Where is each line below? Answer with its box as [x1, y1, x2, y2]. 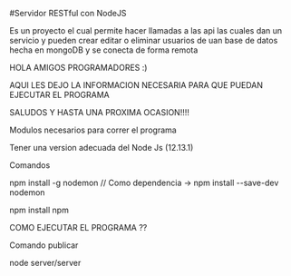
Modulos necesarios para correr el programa [9, 124, 177, 135]
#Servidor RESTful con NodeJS [9, 8, 127, 18]
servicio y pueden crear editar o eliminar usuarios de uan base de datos [9, 35, 278, 45]
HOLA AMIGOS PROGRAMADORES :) [9, 63, 148, 73]
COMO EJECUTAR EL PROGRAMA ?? [9, 222, 148, 232]
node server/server [9, 258, 82, 268]
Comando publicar [9, 240, 79, 251]
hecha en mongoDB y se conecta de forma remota [9, 44, 199, 55]
